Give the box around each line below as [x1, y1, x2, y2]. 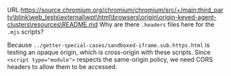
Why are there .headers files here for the [99, 21, 215, 28]
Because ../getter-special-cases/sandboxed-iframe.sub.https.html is [7, 41, 210, 49]
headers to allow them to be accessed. [7, 63, 117, 71]
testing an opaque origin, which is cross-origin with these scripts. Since [7, 48, 211, 56]
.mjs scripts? [7, 27, 44, 36]
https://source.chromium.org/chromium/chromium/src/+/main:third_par [20, 6, 224, 14]
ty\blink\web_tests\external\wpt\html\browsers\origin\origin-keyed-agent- [7, 13, 217, 21]
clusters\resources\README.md [7, 21, 99, 28]
